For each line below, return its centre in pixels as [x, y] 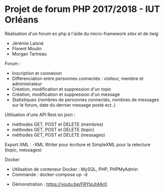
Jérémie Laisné [27, 43]
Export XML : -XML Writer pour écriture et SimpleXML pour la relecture [77, 144]
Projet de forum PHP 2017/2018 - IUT [82, 9]
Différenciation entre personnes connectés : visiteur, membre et [77, 78]
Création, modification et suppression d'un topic [62, 89]
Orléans [21, 20]
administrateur [27, 84]
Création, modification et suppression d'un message [66, 94]
